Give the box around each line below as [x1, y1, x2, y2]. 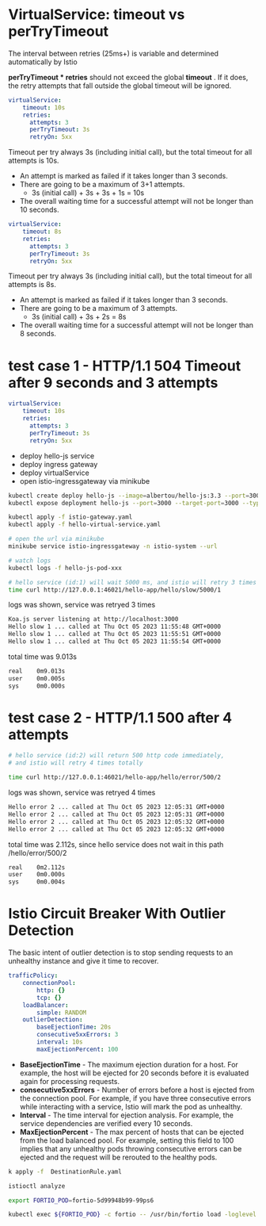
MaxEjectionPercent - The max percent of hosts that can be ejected [19, 1127, 244, 1136]
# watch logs [8, 557, 51, 565]
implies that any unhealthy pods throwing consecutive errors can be [19, 1144, 242, 1153]
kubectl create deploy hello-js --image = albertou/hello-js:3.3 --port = [8, 492, 249, 500]
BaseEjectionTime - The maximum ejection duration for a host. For [19, 1059, 239, 1069]
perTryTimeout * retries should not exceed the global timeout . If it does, [8, 72, 249, 82]
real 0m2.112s [8, 863, 66, 872]
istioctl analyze [8, 1182, 66, 1190]
